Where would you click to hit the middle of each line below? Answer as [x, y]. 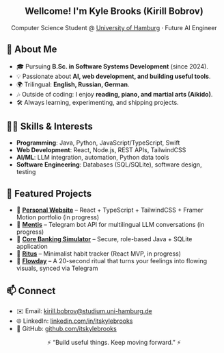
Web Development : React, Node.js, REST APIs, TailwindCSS [101, 150]
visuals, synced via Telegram [57, 268]
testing [26, 172]
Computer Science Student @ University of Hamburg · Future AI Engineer [114, 27]
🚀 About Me [32, 50]
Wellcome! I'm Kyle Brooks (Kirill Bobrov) [114, 11]
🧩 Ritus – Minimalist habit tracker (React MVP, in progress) [99, 254]
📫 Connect [31, 291]
